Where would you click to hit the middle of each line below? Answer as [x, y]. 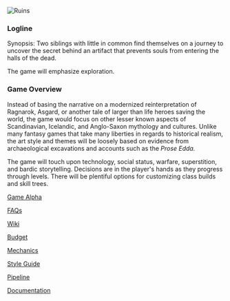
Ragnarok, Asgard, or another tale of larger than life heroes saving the [106, 112]
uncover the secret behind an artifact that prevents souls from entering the [113, 51]
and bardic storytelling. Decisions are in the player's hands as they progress [115, 169]
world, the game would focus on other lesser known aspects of [97, 119]
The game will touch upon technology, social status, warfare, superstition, [112, 161]
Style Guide [24, 263]
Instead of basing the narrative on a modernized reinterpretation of [102, 104]
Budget [18, 237]
